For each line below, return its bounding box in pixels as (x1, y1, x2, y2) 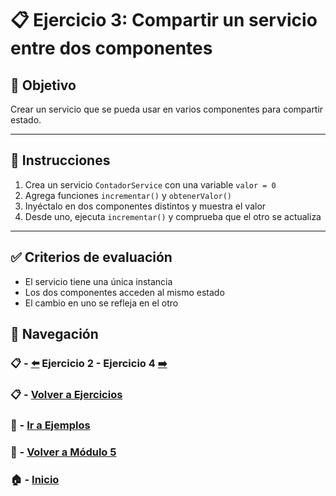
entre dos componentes (10, 37, 213, 60)
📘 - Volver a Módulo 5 (10, 445, 117, 459)
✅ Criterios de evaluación (10, 249, 173, 266)
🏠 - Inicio (10, 472, 60, 486)
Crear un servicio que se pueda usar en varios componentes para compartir (10, 103, 324, 115)
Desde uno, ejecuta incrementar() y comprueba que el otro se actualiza (24, 210, 322, 222)
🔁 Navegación (10, 326, 99, 343)
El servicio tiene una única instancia (24, 275, 173, 287)
